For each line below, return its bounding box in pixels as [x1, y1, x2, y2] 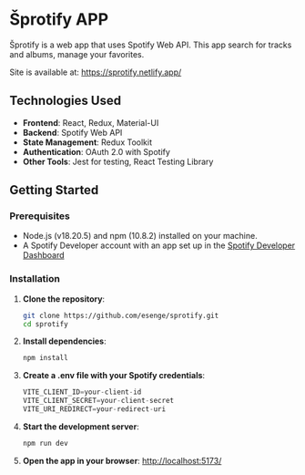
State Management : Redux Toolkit [22, 137, 153, 148]
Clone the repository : [22, 293, 106, 305]
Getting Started [9, 182, 99, 198]
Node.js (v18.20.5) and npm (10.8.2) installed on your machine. [22, 231, 258, 242]
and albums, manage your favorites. [9, 48, 145, 59]
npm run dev [22, 439, 68, 448]
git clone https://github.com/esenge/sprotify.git [22, 311, 219, 320]
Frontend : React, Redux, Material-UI [22, 117, 159, 128]
